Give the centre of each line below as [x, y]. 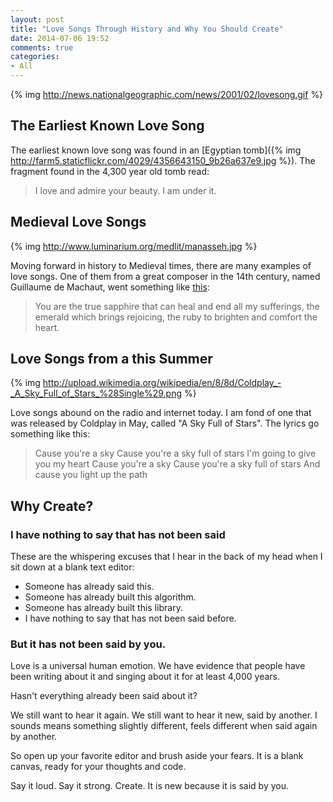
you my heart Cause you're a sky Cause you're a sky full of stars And [177, 464]
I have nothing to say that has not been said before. [130, 618]
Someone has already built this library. [103, 608]
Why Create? [52, 506]
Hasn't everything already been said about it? [104, 696]
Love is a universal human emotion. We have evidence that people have [158, 666]
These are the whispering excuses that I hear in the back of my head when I [166, 557]
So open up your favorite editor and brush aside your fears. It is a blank [157, 756]
